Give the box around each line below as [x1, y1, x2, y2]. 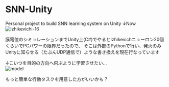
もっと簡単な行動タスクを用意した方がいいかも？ [5, 76, 108, 82]
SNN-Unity [5, 4, 53, 15]
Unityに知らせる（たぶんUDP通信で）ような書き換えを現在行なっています [5, 49, 160, 55]
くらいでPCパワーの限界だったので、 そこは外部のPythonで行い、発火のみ [5, 42, 162, 49]
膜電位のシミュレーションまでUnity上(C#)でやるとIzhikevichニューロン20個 [5, 36, 164, 42]
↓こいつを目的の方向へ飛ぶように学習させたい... [5, 60, 107, 66]
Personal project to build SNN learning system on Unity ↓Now [5, 20, 136, 26]
